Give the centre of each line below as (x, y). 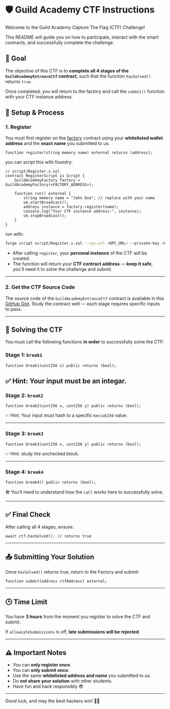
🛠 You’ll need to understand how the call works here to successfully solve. (84, 492)
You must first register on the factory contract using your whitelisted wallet (84, 138)
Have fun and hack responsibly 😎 (48, 686)
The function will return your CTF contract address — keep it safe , (83, 264)
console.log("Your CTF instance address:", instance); (82, 211)
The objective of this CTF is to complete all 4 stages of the (67, 70)
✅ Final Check (28, 515)
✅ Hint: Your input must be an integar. (66, 381)
